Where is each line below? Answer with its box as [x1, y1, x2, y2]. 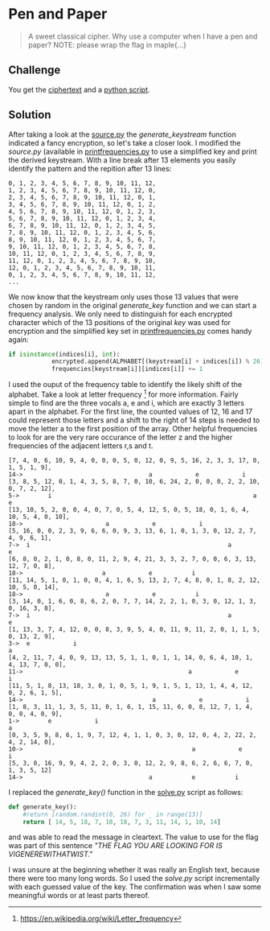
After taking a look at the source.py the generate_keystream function [8, 130, 237, 139]
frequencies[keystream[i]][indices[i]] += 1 [51, 365, 203, 373]
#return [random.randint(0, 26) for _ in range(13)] [22, 810, 203, 818]
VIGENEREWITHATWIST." [8, 850, 93, 859]
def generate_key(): [8, 802, 78, 811]
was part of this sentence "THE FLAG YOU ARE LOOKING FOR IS [8, 841, 223, 851]
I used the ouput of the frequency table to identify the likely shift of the [8, 380, 243, 389]
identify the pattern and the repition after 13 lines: [8, 163, 172, 173]
